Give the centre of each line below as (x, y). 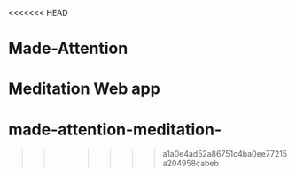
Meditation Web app (84, 89)
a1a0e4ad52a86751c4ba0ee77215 (225, 154)
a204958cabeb (191, 164)
